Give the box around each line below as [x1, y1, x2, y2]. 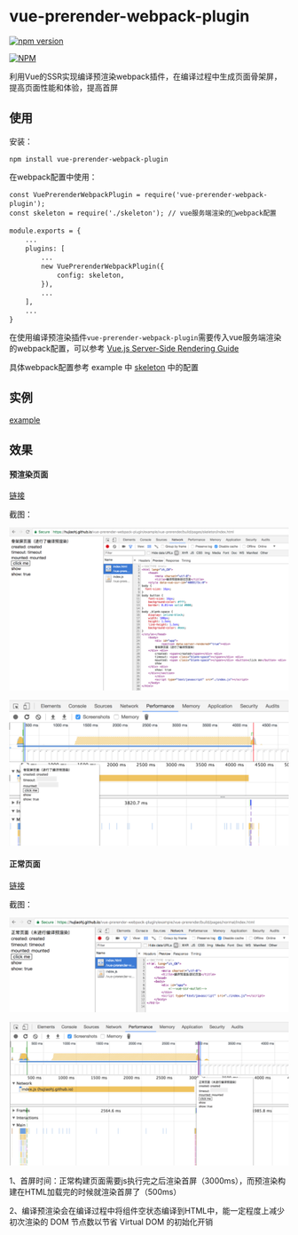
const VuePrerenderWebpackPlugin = [9, 190, 141, 199]
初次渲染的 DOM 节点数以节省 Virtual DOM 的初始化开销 [9, 1216, 214, 1227]
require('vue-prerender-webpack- [144, 190, 268, 199]
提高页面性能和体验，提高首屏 [9, 82, 118, 92]
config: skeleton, [56, 271, 125, 280]
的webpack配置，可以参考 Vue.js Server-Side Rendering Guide [9, 343, 239, 353]
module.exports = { [9, 226, 82, 235]
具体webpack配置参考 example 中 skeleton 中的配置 [9, 361, 200, 372]
